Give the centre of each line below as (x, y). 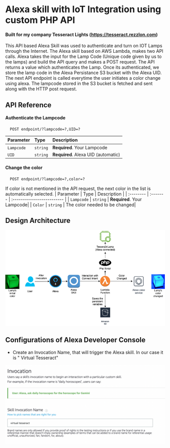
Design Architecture (38, 221)
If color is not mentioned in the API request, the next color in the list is (78, 188)
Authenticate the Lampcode (36, 118)
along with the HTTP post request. (41, 89)
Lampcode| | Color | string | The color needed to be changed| (71, 205)
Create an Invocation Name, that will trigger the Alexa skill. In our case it (88, 352)
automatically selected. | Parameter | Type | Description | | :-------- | (77, 194)
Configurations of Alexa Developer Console (75, 340)
